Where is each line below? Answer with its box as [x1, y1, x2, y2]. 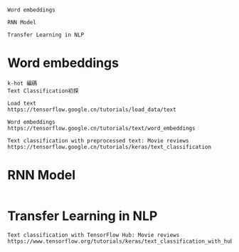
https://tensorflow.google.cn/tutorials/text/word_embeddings [7, 125, 196, 132]
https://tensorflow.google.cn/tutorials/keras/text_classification [7, 144, 212, 151]
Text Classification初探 [7, 88, 79, 95]
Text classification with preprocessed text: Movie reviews [7, 137, 190, 145]
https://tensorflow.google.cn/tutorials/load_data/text [7, 106, 176, 113]
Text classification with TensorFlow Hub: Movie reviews [7, 231, 180, 238]
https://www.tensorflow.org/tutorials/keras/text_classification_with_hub [7, 238, 234, 245]
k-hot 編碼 [7, 80, 38, 88]
